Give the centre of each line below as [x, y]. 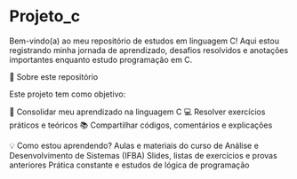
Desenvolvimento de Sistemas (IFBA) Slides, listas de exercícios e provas [143, 155]
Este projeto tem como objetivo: [68, 94]
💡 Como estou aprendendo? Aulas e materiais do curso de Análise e [134, 145]
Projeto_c [45, 16]
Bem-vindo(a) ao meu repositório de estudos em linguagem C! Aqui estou [144, 41]
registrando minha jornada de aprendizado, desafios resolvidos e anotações [149, 50]
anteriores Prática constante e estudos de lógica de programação [129, 165]
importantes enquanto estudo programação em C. [101, 59]
